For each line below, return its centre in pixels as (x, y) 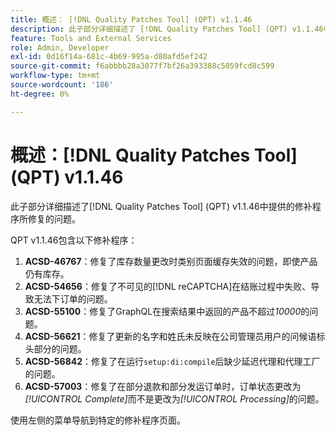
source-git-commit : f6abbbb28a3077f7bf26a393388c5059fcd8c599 (142, 66)
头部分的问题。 (55, 348)
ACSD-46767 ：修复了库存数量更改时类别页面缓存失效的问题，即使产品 (171, 261)
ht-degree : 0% (40, 94)
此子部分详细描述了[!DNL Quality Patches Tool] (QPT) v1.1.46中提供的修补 (161, 206)
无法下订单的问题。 (73, 298)
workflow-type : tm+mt (55, 76)
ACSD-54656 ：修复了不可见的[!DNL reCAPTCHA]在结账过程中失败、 (168, 286)
